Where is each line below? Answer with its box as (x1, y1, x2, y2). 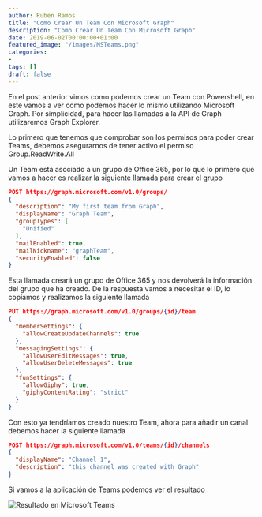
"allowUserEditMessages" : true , (22, 352, 129, 360)
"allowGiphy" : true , (22, 381, 90, 389)
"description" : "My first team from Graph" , (15, 203, 164, 211)
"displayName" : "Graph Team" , (15, 210, 114, 218)
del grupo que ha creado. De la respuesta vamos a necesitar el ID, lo (8, 284, 231, 294)
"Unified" (22, 225, 55, 233)
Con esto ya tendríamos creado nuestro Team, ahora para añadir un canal (8, 418, 249, 427)
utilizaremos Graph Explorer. (8, 117, 101, 126)
